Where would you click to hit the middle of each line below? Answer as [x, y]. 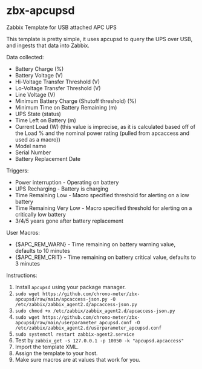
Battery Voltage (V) [39, 75]
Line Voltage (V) [35, 94]
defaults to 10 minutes [43, 250]
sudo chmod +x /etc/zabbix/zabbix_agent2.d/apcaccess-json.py [95, 311]
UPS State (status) [38, 114]
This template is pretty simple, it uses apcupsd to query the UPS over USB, [99, 39]
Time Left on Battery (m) [46, 120]
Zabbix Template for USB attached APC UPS [61, 27]
